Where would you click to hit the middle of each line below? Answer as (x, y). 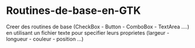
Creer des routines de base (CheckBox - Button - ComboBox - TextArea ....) (98, 27)
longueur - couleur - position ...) (45, 39)
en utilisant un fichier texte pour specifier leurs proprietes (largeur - (88, 32)
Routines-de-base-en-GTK (73, 11)
